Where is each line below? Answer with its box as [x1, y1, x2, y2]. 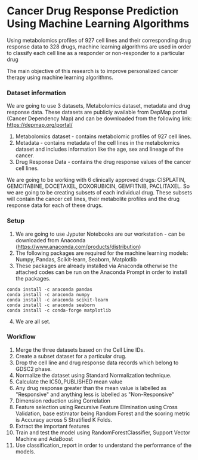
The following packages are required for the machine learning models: [15, 249, 188, 257]
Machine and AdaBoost [15, 435, 73, 442]
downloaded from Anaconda [15, 236, 86, 243]
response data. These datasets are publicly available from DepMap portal [7, 109, 187, 116]
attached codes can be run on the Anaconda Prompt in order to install [15, 268, 187, 276]
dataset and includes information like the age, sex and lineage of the [15, 145, 184, 153]
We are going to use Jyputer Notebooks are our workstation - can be [15, 230, 185, 237]
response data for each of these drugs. [7, 202, 103, 209]
